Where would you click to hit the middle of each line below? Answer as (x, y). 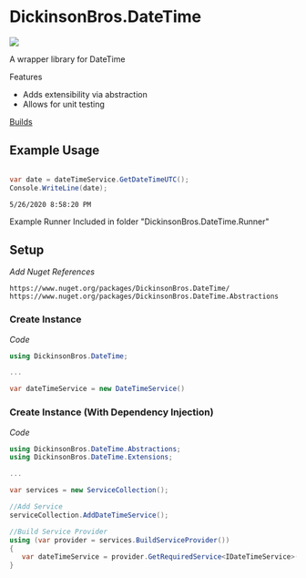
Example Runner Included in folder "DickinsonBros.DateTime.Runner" (140, 222)
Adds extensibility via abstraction (85, 94)
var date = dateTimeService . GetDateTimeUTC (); (99, 180)
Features (26, 77)
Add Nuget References (52, 272)
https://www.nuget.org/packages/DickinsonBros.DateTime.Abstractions (144, 297)
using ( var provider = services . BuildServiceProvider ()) (120, 540)
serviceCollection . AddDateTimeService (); (89, 515)
